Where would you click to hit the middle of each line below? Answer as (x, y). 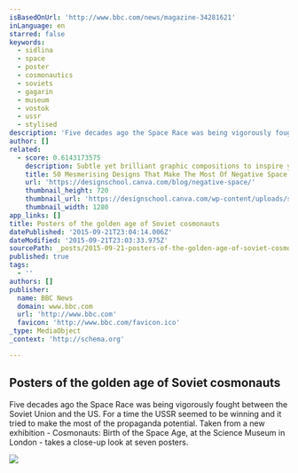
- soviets (35, 83)
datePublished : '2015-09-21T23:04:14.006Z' (91, 232)
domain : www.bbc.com (55, 306)
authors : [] (31, 281)
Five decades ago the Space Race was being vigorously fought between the (149, 404)
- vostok (33, 108)
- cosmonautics (45, 75)
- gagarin (35, 91)
